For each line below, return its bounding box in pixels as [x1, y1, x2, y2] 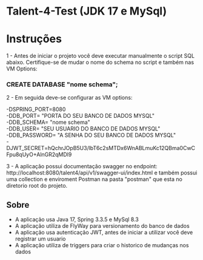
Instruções [6, 32, 62, 46]
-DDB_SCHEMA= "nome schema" [6, 118, 91, 126]
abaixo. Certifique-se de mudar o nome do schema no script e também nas [6, 59, 195, 66]
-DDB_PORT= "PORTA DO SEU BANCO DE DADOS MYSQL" [6, 112, 155, 120]
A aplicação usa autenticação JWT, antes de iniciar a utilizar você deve [15, 229, 193, 236]
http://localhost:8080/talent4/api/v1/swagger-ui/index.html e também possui [6, 169, 198, 177]
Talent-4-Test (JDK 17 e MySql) [6, 4, 167, 18]
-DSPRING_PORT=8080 [6, 106, 66, 113]
